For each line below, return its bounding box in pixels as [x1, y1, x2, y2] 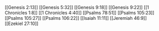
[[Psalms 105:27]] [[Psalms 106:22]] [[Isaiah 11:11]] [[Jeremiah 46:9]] [5, 15, 147, 21]
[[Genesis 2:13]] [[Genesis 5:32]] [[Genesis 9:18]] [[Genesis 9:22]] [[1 [5, 5, 149, 10]
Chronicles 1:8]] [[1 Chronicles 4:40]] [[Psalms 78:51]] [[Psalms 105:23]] [5, 10, 155, 16]
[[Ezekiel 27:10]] [5, 20, 38, 26]
